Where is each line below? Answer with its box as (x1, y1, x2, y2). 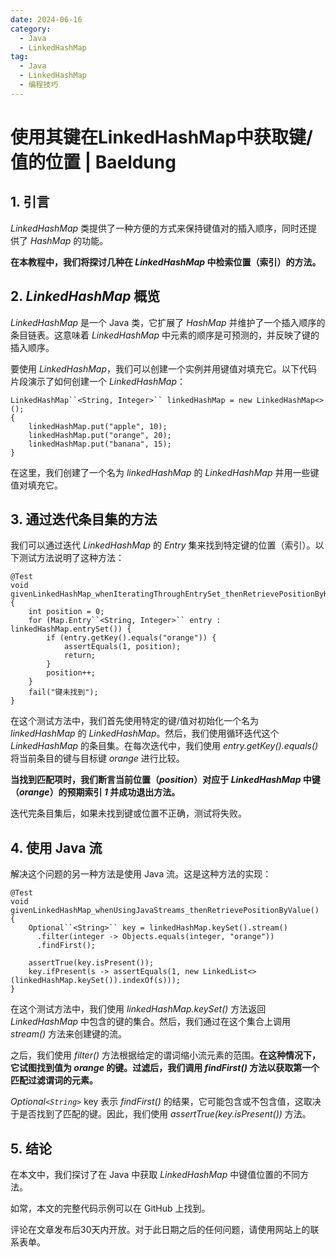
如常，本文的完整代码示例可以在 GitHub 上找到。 (10, 1202, 211, 1214)
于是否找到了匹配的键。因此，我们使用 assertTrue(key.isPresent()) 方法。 (10, 1108, 312, 1120)
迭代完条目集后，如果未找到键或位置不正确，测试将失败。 (10, 807, 247, 820)
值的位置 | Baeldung (10, 151, 177, 173)
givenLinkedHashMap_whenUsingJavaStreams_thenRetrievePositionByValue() (10, 906, 320, 916)
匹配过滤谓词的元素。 (10, 1074, 98, 1086)
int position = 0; (28, 607, 105, 617)
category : (10, 24, 52, 34)
